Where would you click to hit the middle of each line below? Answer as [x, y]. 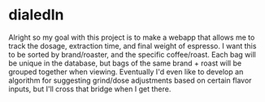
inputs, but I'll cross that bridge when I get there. [90, 89]
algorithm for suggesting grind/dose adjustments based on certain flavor [130, 80]
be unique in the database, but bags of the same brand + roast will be [125, 63]
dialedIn [36, 15]
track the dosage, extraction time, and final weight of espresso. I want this [132, 45]
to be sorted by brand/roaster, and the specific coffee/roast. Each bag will [132, 54]
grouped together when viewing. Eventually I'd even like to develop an [126, 71]
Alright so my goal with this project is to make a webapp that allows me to [132, 37]
